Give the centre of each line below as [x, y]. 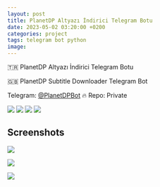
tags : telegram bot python [47, 40]
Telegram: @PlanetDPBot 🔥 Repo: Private [67, 95]
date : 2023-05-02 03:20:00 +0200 [56, 27]
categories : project [38, 34]
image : [17, 47]
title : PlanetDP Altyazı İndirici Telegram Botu [80, 21]
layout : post [26, 14]
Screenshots [36, 133]
